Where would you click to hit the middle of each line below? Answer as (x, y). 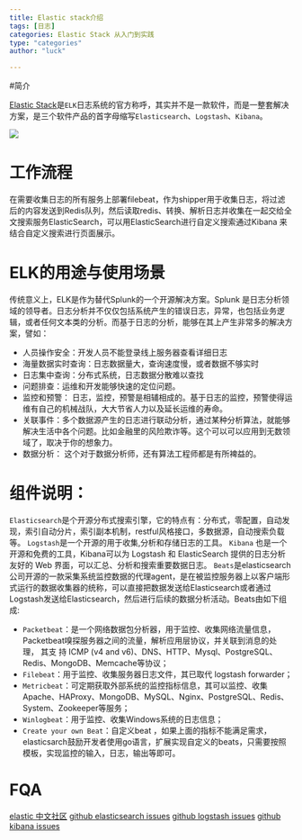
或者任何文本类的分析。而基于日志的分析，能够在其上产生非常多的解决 (155, 322)
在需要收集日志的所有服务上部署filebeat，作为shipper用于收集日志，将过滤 (147, 200)
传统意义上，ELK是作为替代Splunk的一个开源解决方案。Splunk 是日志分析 (146, 299)
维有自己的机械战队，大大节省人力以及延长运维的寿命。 (124, 409)
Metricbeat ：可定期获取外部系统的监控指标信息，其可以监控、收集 (145, 685)
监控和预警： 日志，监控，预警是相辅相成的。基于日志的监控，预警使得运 (157, 397)
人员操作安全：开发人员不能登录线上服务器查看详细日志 (124, 352)
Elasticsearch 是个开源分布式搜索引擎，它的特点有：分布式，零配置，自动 (146, 519)
